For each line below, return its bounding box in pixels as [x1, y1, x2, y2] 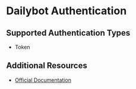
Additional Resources [6, 61, 87, 71]
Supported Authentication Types [6, 28, 131, 38]
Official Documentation [14, 76, 71, 84]
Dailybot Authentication [6, 4, 127, 18]
